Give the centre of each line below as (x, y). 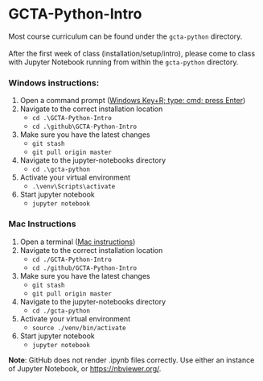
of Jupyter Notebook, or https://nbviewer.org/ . (85, 368)
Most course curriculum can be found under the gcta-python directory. (125, 36)
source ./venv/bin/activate (79, 328)
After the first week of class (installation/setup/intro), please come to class (132, 53)
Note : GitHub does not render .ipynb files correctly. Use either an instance (131, 360)
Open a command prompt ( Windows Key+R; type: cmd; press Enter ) (133, 101)
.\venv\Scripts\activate (74, 187)
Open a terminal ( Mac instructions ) (78, 242)
